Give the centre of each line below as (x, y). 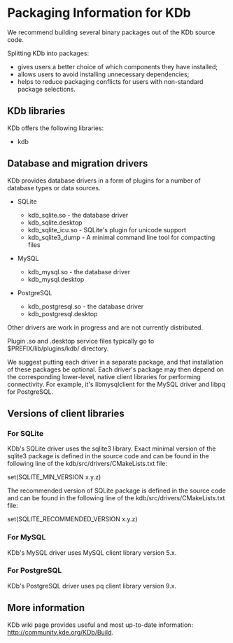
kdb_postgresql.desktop (63, 313)
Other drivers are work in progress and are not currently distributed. (105, 327)
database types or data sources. (54, 188)
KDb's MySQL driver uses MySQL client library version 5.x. (92, 552)
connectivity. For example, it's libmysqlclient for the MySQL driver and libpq (116, 384)
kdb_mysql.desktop (56, 279)
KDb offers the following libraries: (56, 128)
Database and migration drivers (78, 163)
